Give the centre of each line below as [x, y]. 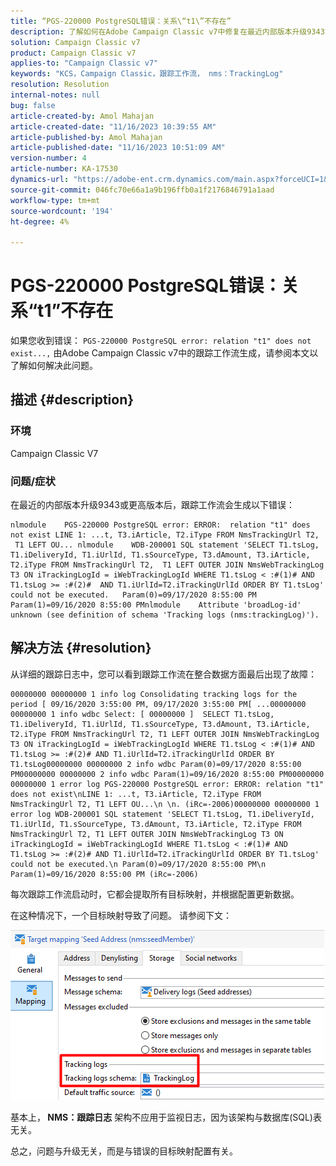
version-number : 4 [48, 158]
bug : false [33, 105]
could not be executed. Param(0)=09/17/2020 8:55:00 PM [133, 595]
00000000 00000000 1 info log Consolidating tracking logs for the [154, 694]
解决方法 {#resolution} [81, 648]
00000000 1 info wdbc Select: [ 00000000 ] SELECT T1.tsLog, [142, 714]
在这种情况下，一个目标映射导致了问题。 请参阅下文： [121, 915]
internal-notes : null [55, 95]
